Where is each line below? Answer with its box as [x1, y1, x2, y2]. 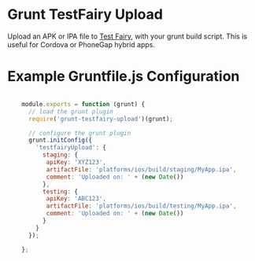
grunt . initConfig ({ [28, 136, 92, 145]
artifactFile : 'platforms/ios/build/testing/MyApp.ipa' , [46, 202, 237, 210]
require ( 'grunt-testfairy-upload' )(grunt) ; [28, 115, 174, 123]
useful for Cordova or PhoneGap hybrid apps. [7, 39, 155, 49]
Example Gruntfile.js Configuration [7, 68, 240, 86]
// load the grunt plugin [28, 108, 113, 116]
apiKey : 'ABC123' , [46, 195, 107, 203]
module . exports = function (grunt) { [21, 100, 146, 108]
